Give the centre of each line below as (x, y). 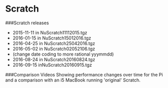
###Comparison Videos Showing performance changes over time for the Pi (84, 74)
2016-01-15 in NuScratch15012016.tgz (52, 38)
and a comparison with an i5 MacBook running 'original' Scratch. (73, 80)
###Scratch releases (27, 23)
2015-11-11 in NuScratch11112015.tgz (50, 32)
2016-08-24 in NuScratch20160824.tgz (54, 59)
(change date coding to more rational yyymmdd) (63, 54)
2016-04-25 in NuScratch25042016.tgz (54, 43)
